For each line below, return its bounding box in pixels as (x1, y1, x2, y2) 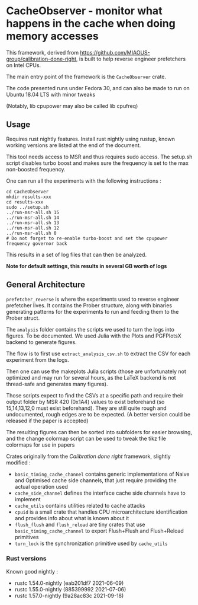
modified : (6, 458, 31, 466)
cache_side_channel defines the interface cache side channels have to (14, 489, 186, 496)
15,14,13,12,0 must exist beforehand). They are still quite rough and (6, 405, 167, 412)
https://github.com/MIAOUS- (79, 49, 150, 56)
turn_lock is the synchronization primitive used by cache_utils (14, 540, 168, 547)
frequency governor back (6, 240, 67, 247)
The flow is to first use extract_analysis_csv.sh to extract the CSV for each (6, 350, 191, 357)
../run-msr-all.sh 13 (6, 219, 60, 226)
